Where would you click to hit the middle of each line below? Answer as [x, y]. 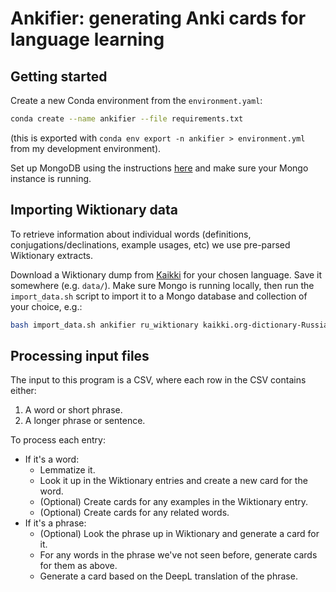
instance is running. [51, 178]
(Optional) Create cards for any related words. [134, 513]
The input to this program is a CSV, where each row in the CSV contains [158, 380]
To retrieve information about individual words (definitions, [131, 234]
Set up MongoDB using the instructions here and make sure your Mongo [159, 168]
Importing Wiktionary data [94, 210]
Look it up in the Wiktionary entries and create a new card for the [173, 481]
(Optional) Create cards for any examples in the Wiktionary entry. [173, 502]
